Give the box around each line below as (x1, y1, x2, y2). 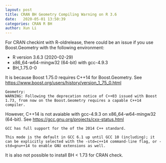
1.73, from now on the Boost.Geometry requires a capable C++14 (5, 98, 142, 103)
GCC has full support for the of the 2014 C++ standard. (5, 126, 126, 131)
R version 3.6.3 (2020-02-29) (12, 54, 73, 60)
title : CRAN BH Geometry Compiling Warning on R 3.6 (5, 12, 117, 17)
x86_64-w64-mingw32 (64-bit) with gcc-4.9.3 (12, 60, 108, 66)
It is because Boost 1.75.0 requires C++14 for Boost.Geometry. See (5, 75, 142, 81)
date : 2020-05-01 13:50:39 (5, 16, 66, 21)
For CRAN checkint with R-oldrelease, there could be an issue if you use (5, 39, 154, 45)
